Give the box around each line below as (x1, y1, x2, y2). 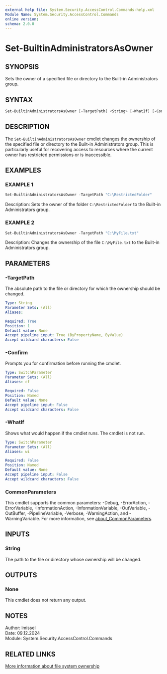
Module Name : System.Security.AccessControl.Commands (5, 12, 119, 17)
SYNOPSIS (5, 62, 39, 71)
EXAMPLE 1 (5, 181, 34, 188)
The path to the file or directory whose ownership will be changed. (5, 556, 142, 562)
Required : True (5, 319, 37, 324)
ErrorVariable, (5, 505, 34, 511)
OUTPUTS (5, 571, 37, 579)
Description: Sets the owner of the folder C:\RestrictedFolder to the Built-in (5, 202, 161, 208)
